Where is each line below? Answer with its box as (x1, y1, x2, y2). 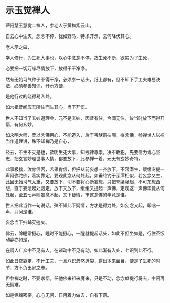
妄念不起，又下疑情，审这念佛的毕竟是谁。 (40, 191, 130, 198)
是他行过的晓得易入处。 (5, 93, 54, 99)
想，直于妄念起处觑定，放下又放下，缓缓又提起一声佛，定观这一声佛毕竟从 (5, 185, 160, 191)
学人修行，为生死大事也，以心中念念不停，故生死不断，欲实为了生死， (5, 54, 152, 61)
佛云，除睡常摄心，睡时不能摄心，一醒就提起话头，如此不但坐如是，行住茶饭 (5, 230, 165, 236)
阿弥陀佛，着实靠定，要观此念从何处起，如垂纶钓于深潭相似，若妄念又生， (9, 172, 165, 178)
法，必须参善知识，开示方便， (5, 82, 67, 89)
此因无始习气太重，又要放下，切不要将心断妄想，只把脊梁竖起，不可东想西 (5, 178, 160, 185)
